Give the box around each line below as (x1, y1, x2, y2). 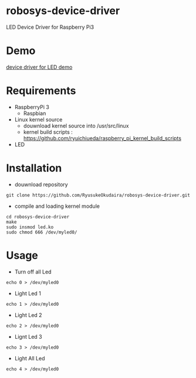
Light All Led (14, 355, 45, 362)
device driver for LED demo (6, 63, 73, 70)
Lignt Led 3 (14, 333, 42, 340)
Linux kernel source (14, 116, 63, 123)
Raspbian (23, 110, 46, 117)
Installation (6, 161, 62, 174)
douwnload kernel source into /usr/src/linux (23, 122, 129, 129)
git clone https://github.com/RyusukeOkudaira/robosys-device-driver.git (6, 192, 191, 198)
